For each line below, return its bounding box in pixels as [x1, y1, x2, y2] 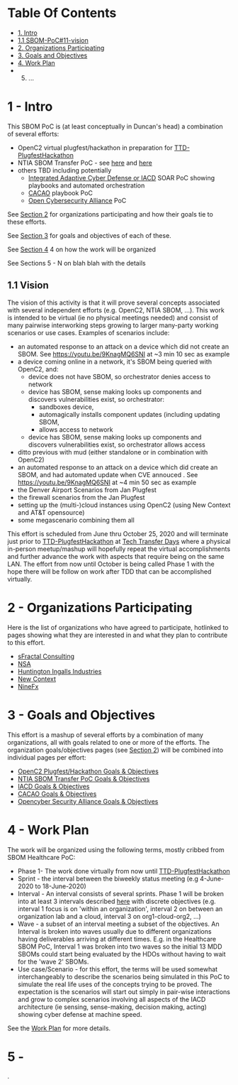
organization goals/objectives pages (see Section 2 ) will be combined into [7, 746, 224, 754]
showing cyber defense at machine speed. [17, 1010, 142, 1018]
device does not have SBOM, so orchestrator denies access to [28, 372, 211, 381]
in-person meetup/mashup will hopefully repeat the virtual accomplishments [7, 545, 231, 553]
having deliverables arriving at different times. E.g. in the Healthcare [17, 934, 217, 943]
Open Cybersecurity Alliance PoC [28, 196, 127, 205]
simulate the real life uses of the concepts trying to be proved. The [17, 980, 212, 988]
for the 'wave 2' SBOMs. [17, 957, 89, 966]
